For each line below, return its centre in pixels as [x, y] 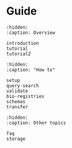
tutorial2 [19, 54]
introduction [23, 43]
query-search [23, 86]
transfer [17, 107]
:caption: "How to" [31, 70]
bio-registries [25, 96]
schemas [16, 101]
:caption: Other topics [36, 123]
